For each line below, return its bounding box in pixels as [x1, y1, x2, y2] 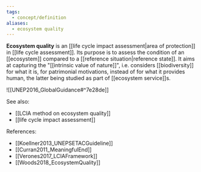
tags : [6, 8, 20, 15]
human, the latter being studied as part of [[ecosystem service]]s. [6, 74, 171, 82]
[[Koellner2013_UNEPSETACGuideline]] [15, 140, 114, 147]
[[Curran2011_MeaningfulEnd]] [15, 146, 92, 153]
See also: [6, 98, 30, 105]
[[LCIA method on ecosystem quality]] [15, 110, 111, 117]
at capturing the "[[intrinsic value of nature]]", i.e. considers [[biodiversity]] [6, 62, 194, 69]
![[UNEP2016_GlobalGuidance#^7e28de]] [6, 86, 109, 94]
